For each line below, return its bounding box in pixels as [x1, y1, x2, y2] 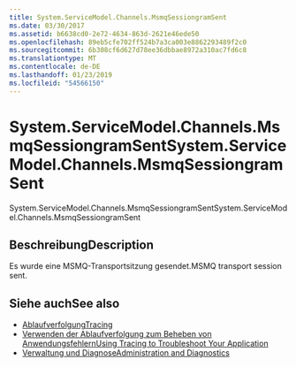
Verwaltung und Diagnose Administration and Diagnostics [21, 348, 230, 358]
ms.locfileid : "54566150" [9, 79, 104, 88]
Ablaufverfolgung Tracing [21, 319, 113, 330]
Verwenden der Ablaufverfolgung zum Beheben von [21, 329, 212, 340]
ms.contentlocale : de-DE [9, 63, 101, 72]
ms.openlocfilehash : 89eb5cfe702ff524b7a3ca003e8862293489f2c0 [9, 37, 247, 47]
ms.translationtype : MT [9, 54, 97, 63]
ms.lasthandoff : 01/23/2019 [9, 71, 113, 80]
